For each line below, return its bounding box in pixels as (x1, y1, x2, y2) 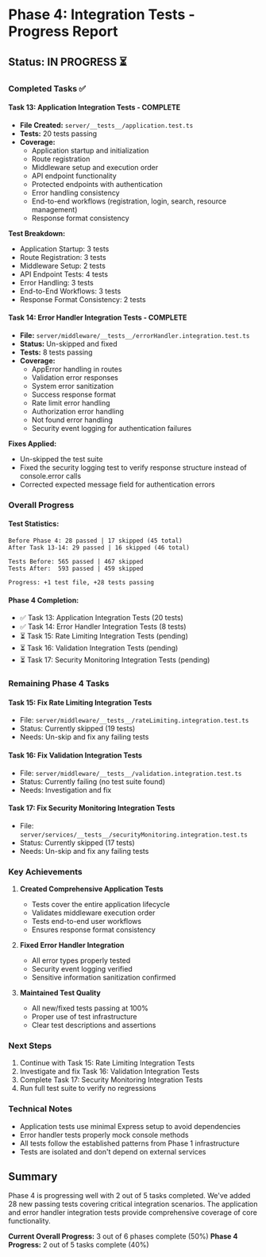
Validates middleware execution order (31, 908, 156, 918)
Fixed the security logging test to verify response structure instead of (19, 463, 248, 472)
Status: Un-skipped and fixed (19, 339, 118, 348)
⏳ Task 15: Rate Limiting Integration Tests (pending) (19, 631, 189, 641)
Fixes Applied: (8, 439, 57, 448)
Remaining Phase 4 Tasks (8, 678, 110, 689)
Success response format (31, 390, 117, 399)
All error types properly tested (31, 956, 131, 965)
